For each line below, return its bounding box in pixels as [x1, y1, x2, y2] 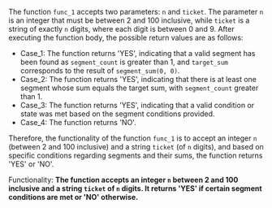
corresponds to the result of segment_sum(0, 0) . [19, 66, 180, 76]
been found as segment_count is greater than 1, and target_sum [19, 57, 229, 67]
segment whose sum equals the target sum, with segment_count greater [19, 83, 259, 93]
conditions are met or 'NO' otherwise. [8, 193, 139, 201]
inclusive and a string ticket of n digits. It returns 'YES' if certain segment [8, 184, 262, 193]
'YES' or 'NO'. [8, 159, 54, 169]
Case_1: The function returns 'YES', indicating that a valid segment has [19, 49, 256, 58]
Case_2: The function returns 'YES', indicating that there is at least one [19, 75, 257, 84]
